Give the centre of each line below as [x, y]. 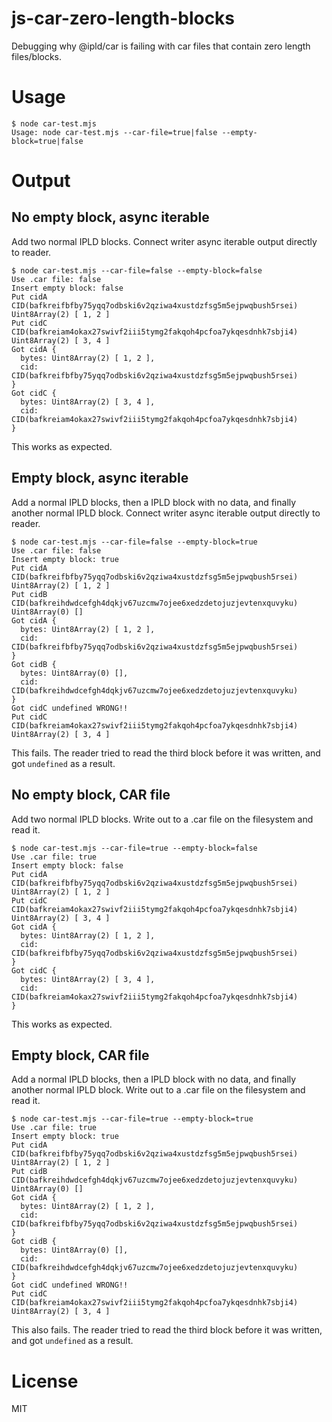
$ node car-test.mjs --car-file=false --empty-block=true [134, 542]
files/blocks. [37, 56]
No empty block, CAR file [91, 795]
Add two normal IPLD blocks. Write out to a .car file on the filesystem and [162, 819]
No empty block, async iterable [110, 217]
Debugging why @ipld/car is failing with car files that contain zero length [161, 46]
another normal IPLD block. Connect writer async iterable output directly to [166, 513]
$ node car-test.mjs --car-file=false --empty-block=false [137, 270]
